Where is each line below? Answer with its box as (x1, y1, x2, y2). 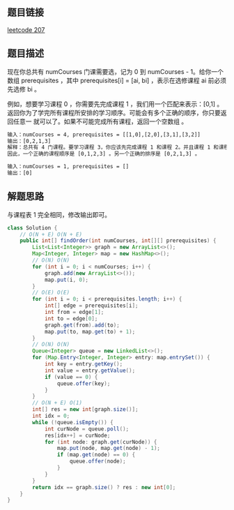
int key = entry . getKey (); (44, 361, 123, 368)
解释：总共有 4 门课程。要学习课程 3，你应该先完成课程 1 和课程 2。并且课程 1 (7, 144, 211, 151)
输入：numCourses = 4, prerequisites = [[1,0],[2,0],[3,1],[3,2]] (7, 131, 201, 138)
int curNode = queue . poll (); (44, 425, 130, 433)
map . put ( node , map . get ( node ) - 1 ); (56, 445, 160, 452)
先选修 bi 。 (7, 84, 40, 93)
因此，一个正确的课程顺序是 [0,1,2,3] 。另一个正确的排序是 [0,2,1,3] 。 (7, 151, 201, 158)
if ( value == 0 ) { (44, 373, 98, 380)
